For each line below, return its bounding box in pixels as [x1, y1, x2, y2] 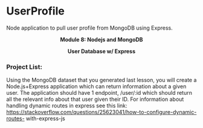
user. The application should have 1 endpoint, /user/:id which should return [6, 89, 192, 97]
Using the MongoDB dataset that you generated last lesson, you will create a [6, 77, 197, 84]
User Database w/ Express [67, 47, 136, 55]
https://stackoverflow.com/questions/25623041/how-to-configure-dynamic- [6, 109, 197, 116]
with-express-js [26, 115, 65, 122]
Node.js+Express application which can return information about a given [6, 83, 187, 90]
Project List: [6, 62, 42, 71]
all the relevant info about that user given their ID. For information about [6, 95, 184, 103]
